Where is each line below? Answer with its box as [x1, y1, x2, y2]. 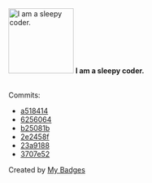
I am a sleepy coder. [75, 66, 145, 76]
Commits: [8, 90, 41, 100]
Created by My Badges [8, 165, 85, 174]
